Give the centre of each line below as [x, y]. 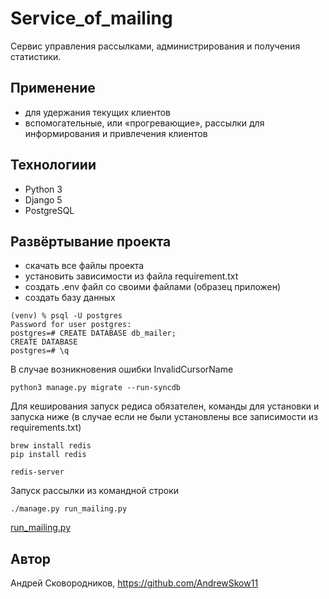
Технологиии [53, 165]
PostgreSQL [49, 210]
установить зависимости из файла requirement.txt [131, 276]
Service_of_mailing [91, 18]
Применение [53, 88]
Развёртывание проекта [91, 241]
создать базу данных [70, 298]
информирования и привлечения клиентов [116, 133]
